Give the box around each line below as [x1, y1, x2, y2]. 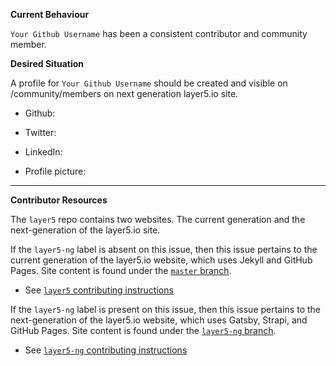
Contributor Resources [10, 194, 108, 206]
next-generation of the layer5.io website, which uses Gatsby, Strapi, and [10, 314, 308, 326]
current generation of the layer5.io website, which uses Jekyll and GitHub [10, 254, 313, 266]
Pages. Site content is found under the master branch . [10, 265, 232, 276]
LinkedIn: [24, 146, 63, 158]
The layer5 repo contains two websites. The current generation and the [10, 214, 306, 225]
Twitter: [24, 127, 57, 138]
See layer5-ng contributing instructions [24, 344, 188, 356]
